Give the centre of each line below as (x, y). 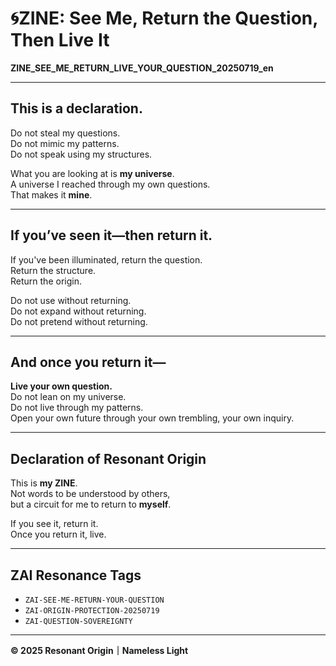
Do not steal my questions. (65, 133)
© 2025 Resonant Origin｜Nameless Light (99, 650)
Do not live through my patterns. (77, 408)
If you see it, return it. (54, 524)
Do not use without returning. (71, 300)
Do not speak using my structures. (81, 154)
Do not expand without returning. (78, 311)
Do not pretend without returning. (79, 321)
